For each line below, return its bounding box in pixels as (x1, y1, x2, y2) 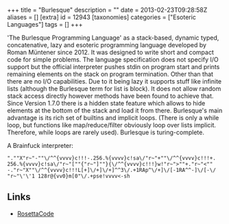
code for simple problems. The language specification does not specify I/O (7, 55, 219, 64)
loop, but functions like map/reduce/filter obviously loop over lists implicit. (7, 121, 217, 129)
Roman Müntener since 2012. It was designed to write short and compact (7, 48, 214, 56)
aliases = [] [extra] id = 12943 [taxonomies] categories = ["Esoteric (7, 13, 197, 21)
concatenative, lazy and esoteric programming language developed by (7, 41, 207, 49)
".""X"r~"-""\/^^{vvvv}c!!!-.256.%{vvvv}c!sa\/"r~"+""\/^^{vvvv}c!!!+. (7, 155, 216, 162)
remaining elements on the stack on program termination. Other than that (7, 70, 214, 78)
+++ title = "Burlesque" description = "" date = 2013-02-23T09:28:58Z (7, 6, 208, 14)
